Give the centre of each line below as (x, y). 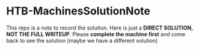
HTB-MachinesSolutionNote (78, 11)
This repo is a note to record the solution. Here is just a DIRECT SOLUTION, (100, 28)
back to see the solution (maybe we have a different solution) (82, 40)
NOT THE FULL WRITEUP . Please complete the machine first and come (96, 34)
